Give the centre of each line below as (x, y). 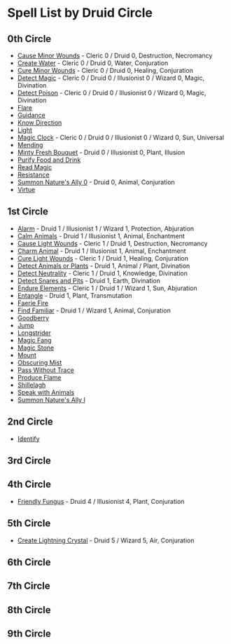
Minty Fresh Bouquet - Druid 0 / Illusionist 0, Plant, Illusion (101, 152)
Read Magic (35, 167)
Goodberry (33, 317)
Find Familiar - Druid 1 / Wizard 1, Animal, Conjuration (94, 310)
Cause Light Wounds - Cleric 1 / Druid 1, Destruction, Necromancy (112, 243)
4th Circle (29, 485)
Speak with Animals (46, 392)
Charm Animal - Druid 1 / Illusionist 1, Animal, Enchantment (102, 251)
